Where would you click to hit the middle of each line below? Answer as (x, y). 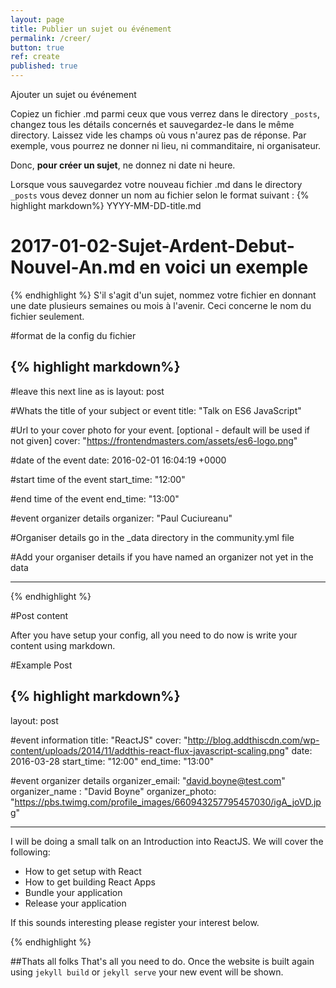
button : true (37, 47)
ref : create (35, 57)
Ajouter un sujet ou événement (73, 94)
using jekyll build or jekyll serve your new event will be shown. (147, 972)
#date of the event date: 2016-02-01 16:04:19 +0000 (118, 460)
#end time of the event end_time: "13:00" (95, 498)
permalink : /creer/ (51, 38)
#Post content (39, 615)
